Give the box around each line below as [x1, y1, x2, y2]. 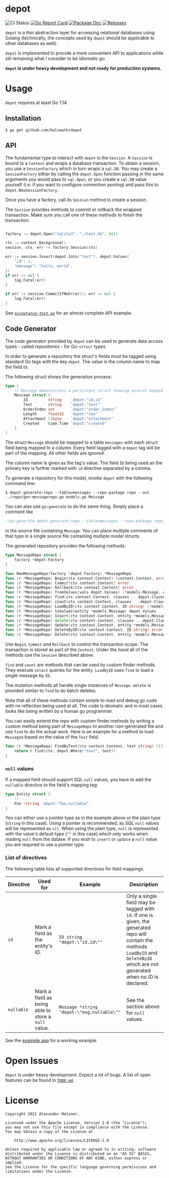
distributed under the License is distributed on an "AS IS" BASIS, [5, 1151, 152, 1156]
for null [126, 1009, 145, 1016]
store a [35, 1013, 51, 1020]
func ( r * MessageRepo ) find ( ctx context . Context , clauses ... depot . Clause [5, 595, 165, 600]
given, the [126, 918, 150, 925]
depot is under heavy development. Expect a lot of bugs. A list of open [5, 1072, 151, 1078]
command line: [5, 480, 36, 487]
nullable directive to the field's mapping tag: [5, 782, 98, 788]
